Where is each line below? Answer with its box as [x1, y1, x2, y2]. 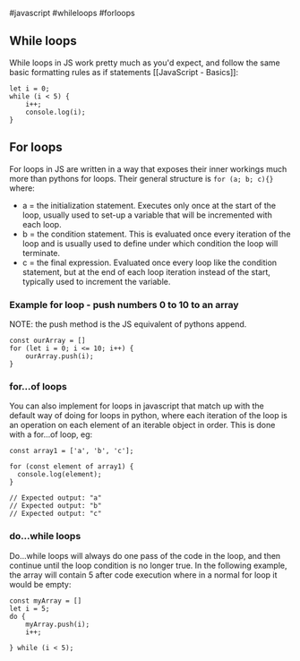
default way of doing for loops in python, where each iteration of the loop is [9, 410, 288, 421]
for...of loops [9, 380, 67, 392]
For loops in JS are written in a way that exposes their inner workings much [9, 163, 287, 174]
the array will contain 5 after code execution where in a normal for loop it [9, 569, 278, 580]
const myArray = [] [9, 596, 82, 605]
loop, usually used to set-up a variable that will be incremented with [21, 210, 273, 220]
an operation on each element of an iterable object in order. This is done [9, 420, 276, 431]
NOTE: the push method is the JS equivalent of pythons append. [9, 318, 247, 330]
